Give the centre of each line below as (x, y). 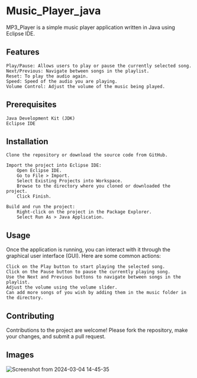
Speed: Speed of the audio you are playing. (62, 81)
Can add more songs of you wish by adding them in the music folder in (96, 293)
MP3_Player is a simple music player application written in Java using (91, 27)
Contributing (30, 316)
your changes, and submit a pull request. (56, 336)
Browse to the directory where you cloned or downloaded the (93, 186)
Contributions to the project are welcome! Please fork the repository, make (97, 330)
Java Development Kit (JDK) (41, 118)
